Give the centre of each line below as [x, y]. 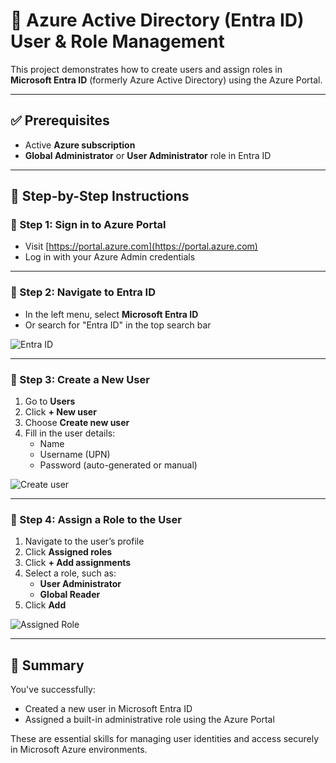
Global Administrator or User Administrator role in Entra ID [148, 155]
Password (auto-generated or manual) [118, 465]
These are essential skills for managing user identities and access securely [165, 739]
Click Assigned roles [68, 552]
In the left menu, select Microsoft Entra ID [111, 314]
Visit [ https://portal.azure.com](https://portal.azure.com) [141, 246]
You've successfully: [53, 690]
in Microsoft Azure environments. [79, 750]
